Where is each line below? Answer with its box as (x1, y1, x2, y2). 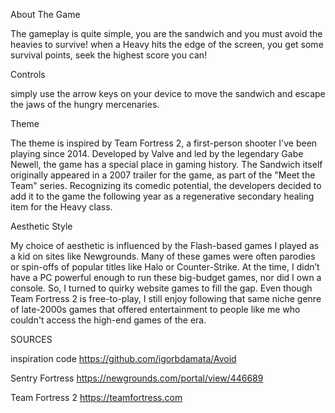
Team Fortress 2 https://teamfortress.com (10, 392, 183, 403)
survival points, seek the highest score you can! (10, 49, 208, 61)
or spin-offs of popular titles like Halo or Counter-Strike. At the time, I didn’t (10, 261, 320, 273)
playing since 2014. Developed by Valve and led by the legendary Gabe (10, 148, 304, 159)
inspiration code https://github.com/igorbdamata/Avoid (10, 353, 237, 364)
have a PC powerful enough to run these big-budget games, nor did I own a (10, 272, 322, 283)
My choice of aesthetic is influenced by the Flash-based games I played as (10, 240, 320, 251)
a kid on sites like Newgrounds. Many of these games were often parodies (10, 250, 316, 262)
